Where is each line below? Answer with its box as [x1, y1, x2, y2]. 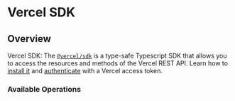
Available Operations [7, 84, 82, 94]
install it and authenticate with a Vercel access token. [7, 67, 163, 75]
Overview [7, 33, 52, 45]
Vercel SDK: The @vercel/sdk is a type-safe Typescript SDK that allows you [7, 51, 227, 60]
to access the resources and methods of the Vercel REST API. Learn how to [7, 59, 229, 68]
